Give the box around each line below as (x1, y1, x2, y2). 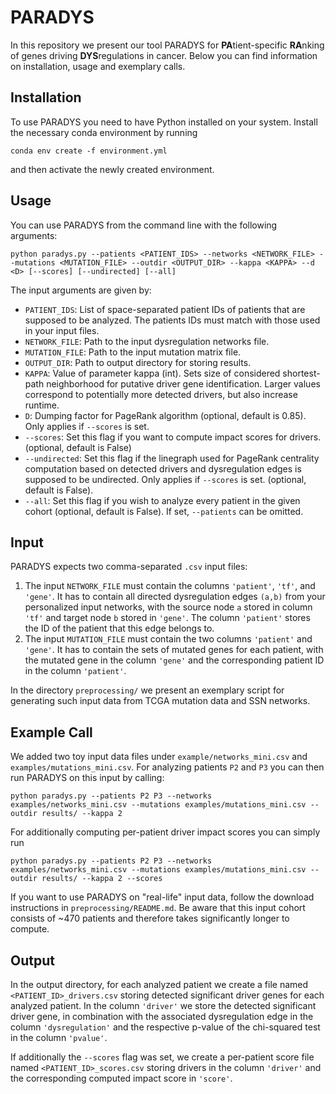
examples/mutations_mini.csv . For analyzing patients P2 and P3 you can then (10, 761, 325, 773)
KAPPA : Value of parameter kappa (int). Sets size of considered (24, 367, 281, 379)
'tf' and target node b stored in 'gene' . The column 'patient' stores (24, 612, 311, 624)
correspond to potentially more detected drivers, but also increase (24, 388, 298, 400)
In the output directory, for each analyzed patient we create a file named (10, 979, 309, 990)
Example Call (10, 724, 93, 741)
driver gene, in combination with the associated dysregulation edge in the (10, 1011, 314, 1022)
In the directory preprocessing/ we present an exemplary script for (10, 684, 285, 696)
